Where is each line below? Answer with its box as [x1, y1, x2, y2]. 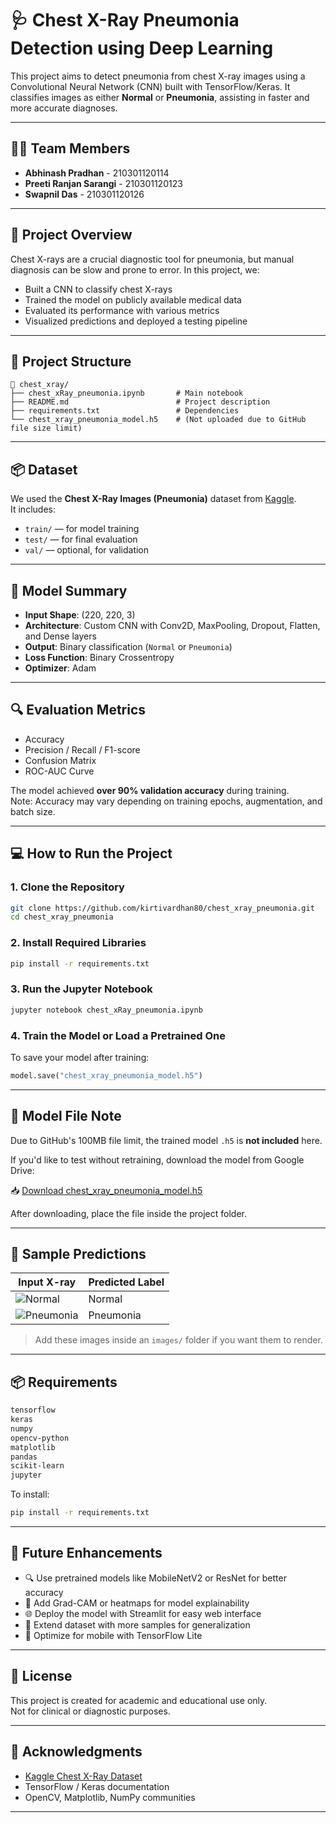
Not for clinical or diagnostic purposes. [10, 1705, 171, 1717]
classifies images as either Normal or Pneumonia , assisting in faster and [10, 91, 310, 103]
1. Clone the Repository [10, 880, 125, 894]
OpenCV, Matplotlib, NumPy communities [24, 1791, 196, 1803]
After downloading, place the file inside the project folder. [10, 1207, 247, 1219]
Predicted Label [88, 1275, 165, 1289]
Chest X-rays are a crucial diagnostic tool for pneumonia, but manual [10, 253, 295, 265]
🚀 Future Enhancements [10, 1545, 163, 1562]
